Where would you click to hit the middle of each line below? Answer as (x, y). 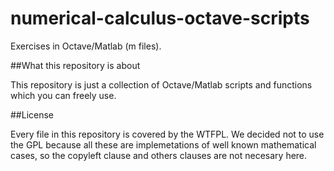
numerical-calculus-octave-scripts (160, 18)
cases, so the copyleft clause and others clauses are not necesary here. (159, 155)
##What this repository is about (75, 65)
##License (32, 114)
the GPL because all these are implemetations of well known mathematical (163, 144)
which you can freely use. (63, 95)
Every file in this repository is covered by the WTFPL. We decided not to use (167, 134)
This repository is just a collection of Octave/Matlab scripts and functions (161, 84)
